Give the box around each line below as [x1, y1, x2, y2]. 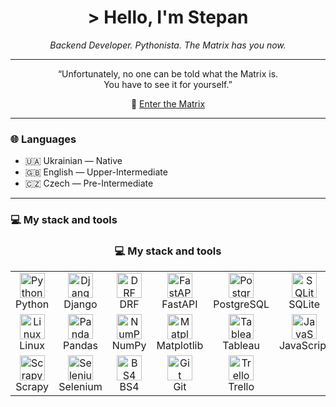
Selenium [58, 380, 103, 394]
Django [63, 297, 98, 311]
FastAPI [161, 297, 198, 311]
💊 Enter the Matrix [130, 97, 206, 110]
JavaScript [278, 339, 330, 353]
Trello [228, 380, 255, 394]
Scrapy [15, 380, 50, 394]
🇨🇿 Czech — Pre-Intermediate [24, 177, 154, 190]
